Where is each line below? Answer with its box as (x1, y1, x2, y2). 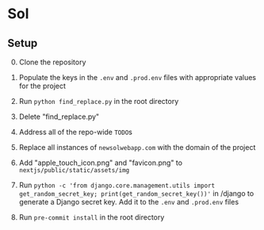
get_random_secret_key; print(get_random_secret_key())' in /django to (18, 189, 254, 198)
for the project (18, 81, 67, 90)
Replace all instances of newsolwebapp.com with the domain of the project (18, 143, 256, 151)
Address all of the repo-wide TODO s (18, 128, 132, 136)
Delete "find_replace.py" (18, 112, 100, 121)
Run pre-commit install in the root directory (18, 213, 165, 222)
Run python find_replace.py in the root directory (18, 97, 179, 105)
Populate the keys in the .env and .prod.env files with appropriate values (18, 73, 257, 82)
